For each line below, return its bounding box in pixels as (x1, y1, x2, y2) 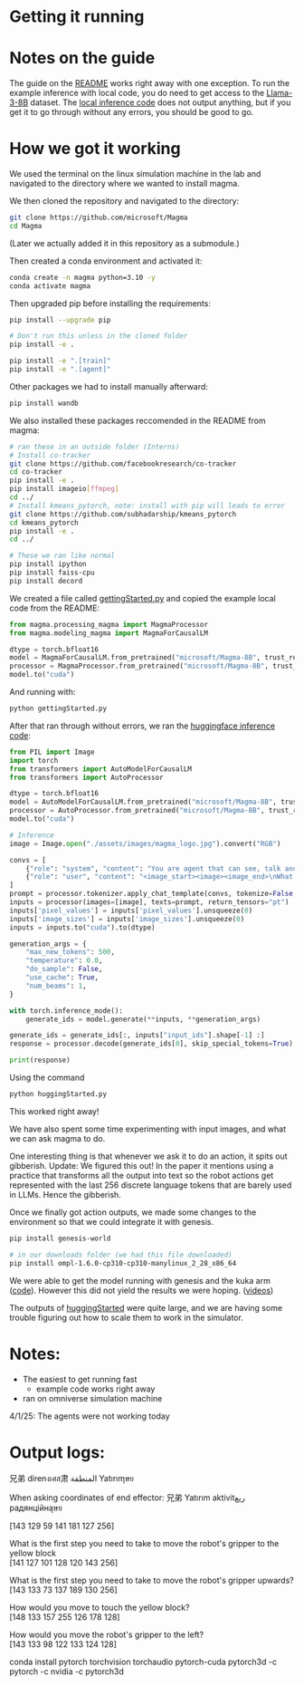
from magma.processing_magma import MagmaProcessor (9, 620, 208, 629)
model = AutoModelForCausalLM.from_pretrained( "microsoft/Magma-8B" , (9, 797, 278, 807)
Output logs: (9, 1442, 106, 1462)
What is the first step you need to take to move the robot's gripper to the (9, 1538, 280, 1549)
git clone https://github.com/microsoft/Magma (9, 213, 188, 223)
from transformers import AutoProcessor (9, 773, 165, 782)
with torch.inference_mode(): (9, 1006, 124, 1016)
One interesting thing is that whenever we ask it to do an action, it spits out (9, 1151, 288, 1161)
